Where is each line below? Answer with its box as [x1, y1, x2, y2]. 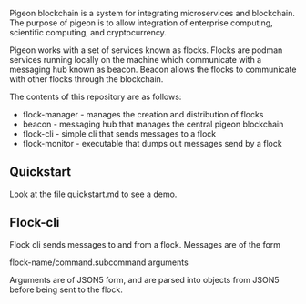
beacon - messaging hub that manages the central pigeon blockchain [22, 118, 284, 129]
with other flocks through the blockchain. [9, 74, 164, 85]
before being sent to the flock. [9, 284, 123, 295]
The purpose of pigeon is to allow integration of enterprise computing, [9, 17, 273, 28]
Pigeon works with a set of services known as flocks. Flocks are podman [9, 45, 283, 56]
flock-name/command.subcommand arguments [9, 257, 189, 268]
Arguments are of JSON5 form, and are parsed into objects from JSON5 [9, 274, 280, 285]
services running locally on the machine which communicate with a [9, 55, 262, 65]
